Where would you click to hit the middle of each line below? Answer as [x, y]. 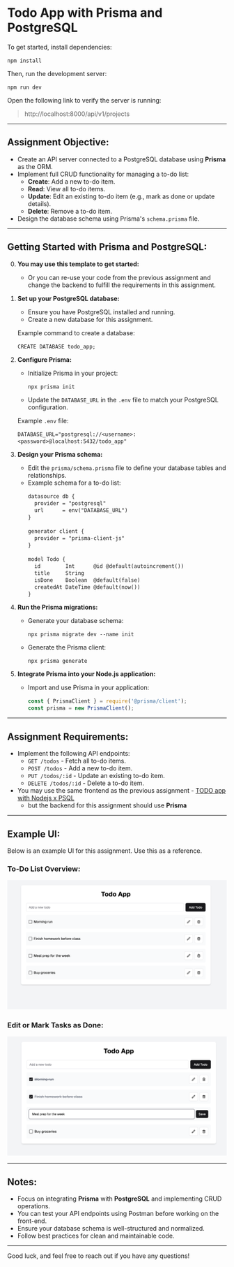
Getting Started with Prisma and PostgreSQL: [107, 247]
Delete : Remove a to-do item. [70, 211]
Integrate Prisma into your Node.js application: [86, 674]
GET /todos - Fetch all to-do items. [77, 761]
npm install [24, 61]
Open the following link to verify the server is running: [84, 100]
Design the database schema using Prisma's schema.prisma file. [108, 219]
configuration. [48, 407]
